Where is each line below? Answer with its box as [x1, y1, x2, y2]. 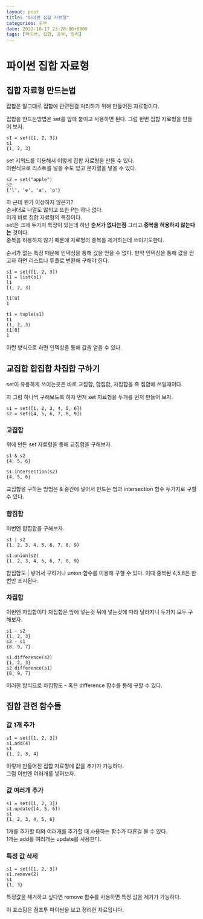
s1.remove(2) [6, 871, 39, 878]
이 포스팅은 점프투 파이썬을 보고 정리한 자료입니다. [6, 906, 124, 914]
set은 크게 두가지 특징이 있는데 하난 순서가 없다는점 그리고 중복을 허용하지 [6, 222, 179, 229]
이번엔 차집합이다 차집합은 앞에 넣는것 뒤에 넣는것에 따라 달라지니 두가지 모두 [6, 608, 187, 615]
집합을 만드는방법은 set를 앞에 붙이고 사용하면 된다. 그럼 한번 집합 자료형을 [6, 116, 181, 123]
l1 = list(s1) [6, 274, 42, 280]
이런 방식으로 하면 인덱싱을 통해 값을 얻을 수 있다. [6, 344, 123, 351]
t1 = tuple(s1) [6, 311, 45, 318]
